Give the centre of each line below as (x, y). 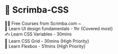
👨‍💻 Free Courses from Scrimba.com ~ (43, 23)
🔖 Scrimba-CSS (37, 10)
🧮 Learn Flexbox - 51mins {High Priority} (45, 46)
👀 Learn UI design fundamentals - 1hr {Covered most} (59, 28)
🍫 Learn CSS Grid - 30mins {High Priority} (47, 41)
